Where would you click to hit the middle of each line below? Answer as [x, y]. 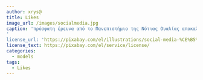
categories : [21, 51]
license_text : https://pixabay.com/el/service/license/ [78, 46]
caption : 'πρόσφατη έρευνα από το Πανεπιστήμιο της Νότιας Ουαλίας [93, 29]
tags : [13, 62]
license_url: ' [25, 40]
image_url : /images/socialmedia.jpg [52, 23]
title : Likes [23, 17]
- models [23, 57]
